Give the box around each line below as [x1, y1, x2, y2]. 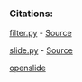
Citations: [9, 7, 54, 20]
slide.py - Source [9, 45, 74, 56]
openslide [9, 62, 47, 74]
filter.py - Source [9, 28, 72, 39]
